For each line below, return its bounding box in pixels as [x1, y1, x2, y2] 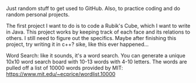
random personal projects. [6, 11, 70, 18]
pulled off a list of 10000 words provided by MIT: [6, 64, 123, 71]
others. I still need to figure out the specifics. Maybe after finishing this [6, 35, 177, 41]
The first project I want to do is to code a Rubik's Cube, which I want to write [6, 23, 191, 29]
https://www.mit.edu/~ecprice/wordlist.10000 [6, 71, 116, 77]
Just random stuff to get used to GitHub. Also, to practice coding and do [6, 5, 180, 12]
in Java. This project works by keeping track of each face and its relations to [6, 28, 190, 35]
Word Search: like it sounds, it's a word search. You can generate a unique [6, 52, 186, 59]
